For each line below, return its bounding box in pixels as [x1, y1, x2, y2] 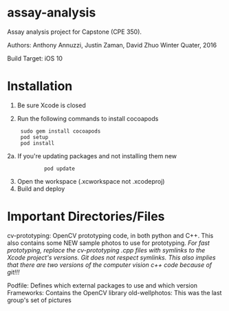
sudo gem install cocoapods [20, 127, 101, 135]
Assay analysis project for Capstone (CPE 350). [7, 28, 142, 36]
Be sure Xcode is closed [17, 101, 86, 109]
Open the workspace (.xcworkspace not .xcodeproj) [17, 177, 165, 185]
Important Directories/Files [7, 208, 165, 224]
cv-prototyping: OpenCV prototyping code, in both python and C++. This [7, 231, 214, 239]
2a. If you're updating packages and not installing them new [7, 151, 177, 160]
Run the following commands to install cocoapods [17, 114, 159, 122]
